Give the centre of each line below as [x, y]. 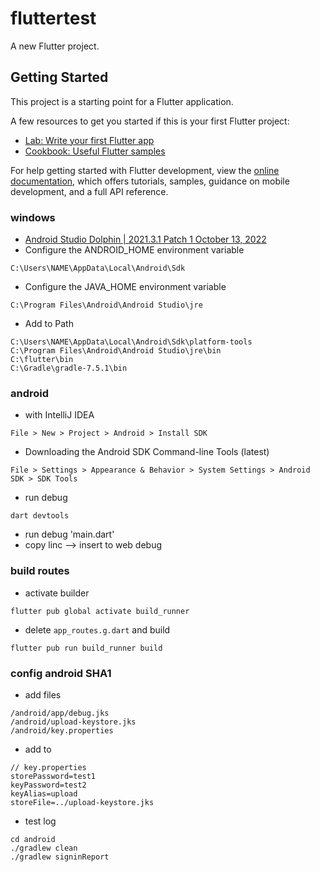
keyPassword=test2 [48, 785]
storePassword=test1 [53, 776]
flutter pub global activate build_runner [100, 611]
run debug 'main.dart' [69, 534]
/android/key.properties [62, 730]
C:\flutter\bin [42, 360]
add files [43, 694]
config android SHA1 [61, 673]
